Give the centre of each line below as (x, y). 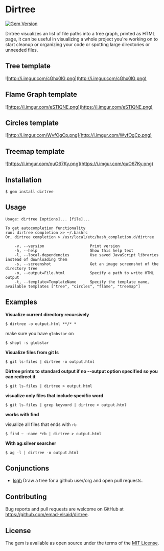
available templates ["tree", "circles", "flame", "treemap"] (73, 286)
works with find (22, 414)
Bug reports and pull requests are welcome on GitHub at (65, 509)
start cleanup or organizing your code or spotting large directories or (78, 44)
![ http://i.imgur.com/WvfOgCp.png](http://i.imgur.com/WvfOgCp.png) (79, 135)
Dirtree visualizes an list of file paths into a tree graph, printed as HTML (80, 33)
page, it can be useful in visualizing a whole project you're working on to (82, 39)
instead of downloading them (36, 259)
